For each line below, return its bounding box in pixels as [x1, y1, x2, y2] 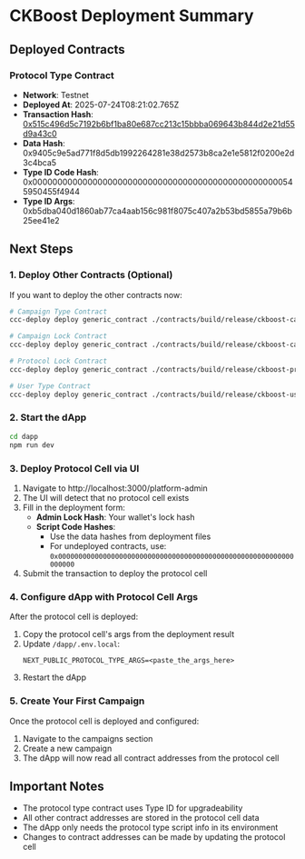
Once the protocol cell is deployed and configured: [9, 715, 200, 726]
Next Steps [9, 242, 74, 257]
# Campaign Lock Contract [9, 332, 107, 341]
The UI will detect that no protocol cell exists [22, 492, 190, 503]
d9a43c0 [22, 128, 57, 139]
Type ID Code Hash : [22, 166, 100, 177]
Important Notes [9, 778, 104, 794]
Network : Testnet [22, 89, 89, 100]
